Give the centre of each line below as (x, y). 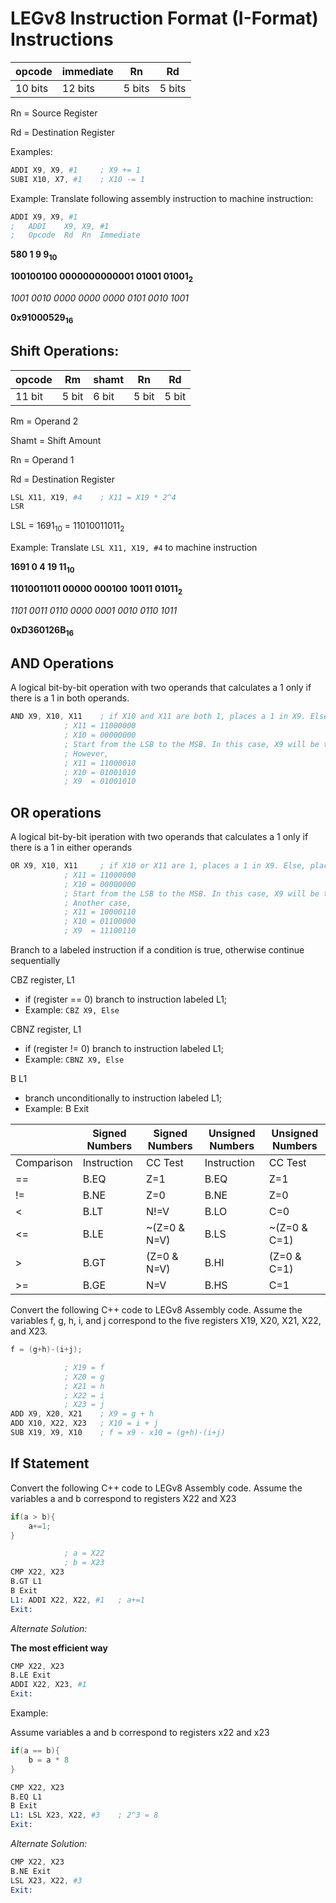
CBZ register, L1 (42, 980)
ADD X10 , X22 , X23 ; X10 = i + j (84, 1423)
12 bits (78, 88)
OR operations (56, 812)
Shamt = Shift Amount (56, 440)
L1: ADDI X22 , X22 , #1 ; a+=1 (77, 1600)
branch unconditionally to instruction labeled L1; (123, 1098)
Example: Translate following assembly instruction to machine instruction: (162, 198)
